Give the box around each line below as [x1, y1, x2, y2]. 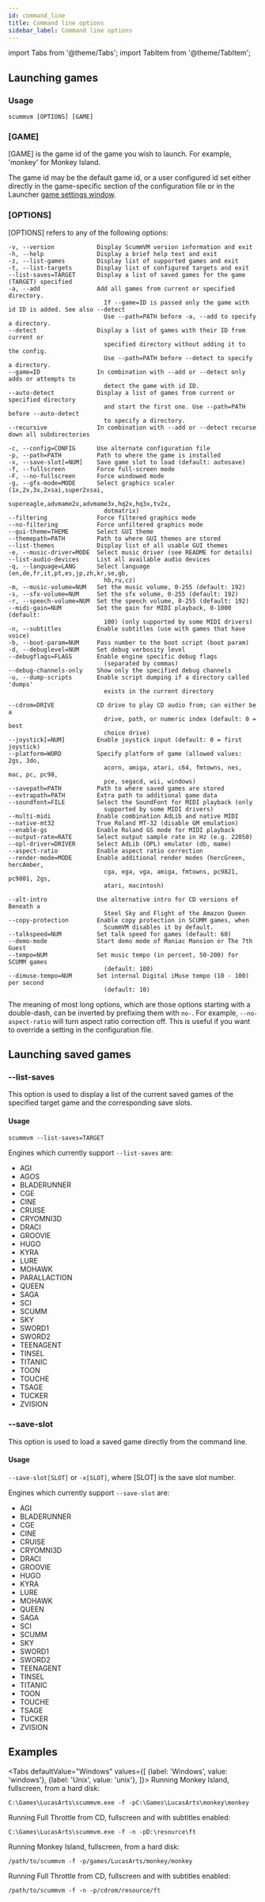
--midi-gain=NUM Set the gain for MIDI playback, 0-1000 [8, 604, 232, 612]
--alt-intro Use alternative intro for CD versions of [8, 895, 239, 903]
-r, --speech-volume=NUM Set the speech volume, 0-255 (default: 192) [8, 596, 249, 605]
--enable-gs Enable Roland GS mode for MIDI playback [8, 826, 236, 834]
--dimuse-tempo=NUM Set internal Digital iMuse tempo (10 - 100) [8, 972, 249, 980]
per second [8, 979, 44, 987]
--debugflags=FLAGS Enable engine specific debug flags [8, 652, 218, 661]
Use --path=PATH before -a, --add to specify [104, 313, 257, 320]
